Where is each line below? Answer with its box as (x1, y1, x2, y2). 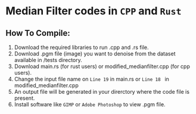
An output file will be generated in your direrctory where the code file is (14, 88, 190, 95)
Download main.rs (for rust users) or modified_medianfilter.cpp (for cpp (14, 63, 190, 70)
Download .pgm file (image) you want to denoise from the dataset (14, 50, 176, 57)
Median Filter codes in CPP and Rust (5, 4, 182, 18)
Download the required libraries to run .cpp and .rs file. (14, 44, 150, 51)
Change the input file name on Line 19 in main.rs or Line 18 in (14, 76, 169, 82)
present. (14, 94, 35, 101)
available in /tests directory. (14, 57, 83, 63)
